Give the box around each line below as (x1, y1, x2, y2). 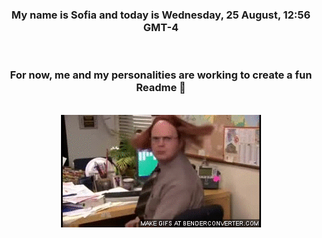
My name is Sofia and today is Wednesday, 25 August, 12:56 (11, 8, 311, 22)
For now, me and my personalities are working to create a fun (9, 68, 313, 82)
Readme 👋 (136, 81, 186, 95)
